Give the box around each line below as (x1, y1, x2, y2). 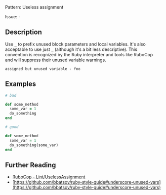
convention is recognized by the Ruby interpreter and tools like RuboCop (5, 51, 153, 57)
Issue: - (5, 14, 21, 19)
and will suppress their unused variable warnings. (5, 57, 106, 63)
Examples (5, 80, 36, 88)
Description (5, 28, 42, 37)
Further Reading (5, 160, 56, 169)
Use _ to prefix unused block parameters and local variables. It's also (5, 41, 146, 47)
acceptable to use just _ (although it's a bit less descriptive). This (5, 46, 137, 52)
